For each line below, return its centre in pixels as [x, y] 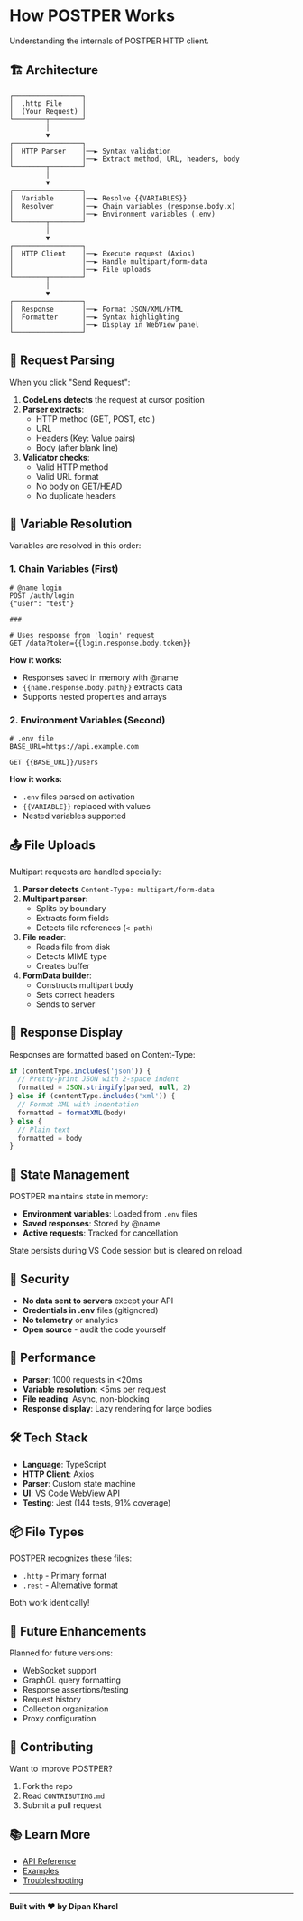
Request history [51, 1700]
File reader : [44, 937]
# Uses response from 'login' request [82, 635]
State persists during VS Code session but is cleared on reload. [127, 1251]
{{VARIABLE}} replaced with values [86, 806]
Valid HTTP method [72, 467]
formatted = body [50, 1138]
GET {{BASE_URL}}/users [54, 762]
